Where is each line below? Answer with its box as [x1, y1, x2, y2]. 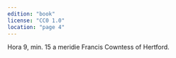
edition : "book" [7, 10, 55, 18]
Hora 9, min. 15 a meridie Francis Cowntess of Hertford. [7, 43, 170, 52]
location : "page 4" [7, 23, 65, 30]
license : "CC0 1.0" [7, 17, 65, 24]
